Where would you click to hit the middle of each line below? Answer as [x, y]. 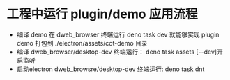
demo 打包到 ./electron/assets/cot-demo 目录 [82, 43]
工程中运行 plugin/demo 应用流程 [102, 14]
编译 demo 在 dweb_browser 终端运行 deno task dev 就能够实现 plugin [118, 34]
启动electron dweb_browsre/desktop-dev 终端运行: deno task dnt [110, 69]
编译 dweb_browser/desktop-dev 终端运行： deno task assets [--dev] [117, 52]
